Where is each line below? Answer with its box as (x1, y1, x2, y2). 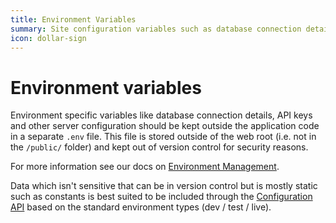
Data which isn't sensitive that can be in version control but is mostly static (10, 180, 318, 192)
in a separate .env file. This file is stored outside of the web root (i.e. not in (10, 131, 317, 143)
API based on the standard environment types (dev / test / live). (10, 201, 272, 213)
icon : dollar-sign (10, 33, 87, 43)
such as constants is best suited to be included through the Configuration (10, 191, 313, 203)
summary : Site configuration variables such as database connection (10, 24, 302, 34)
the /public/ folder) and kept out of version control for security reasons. (10, 141, 309, 153)
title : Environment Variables (10, 14, 137, 25)
